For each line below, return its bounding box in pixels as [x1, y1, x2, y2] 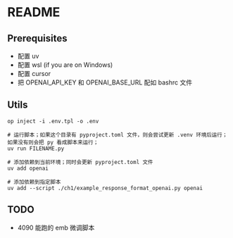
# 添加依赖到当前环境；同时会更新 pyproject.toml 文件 [7, 158, 153, 165]
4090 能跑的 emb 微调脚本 [17, 223, 95, 232]
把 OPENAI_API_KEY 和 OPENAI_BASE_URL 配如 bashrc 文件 [17, 78, 192, 87]
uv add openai [7, 165, 49, 172]
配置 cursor [17, 70, 51, 77]
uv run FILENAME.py [7, 145, 65, 152]
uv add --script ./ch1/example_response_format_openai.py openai [7, 184, 203, 192]
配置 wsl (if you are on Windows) [17, 61, 113, 69]
